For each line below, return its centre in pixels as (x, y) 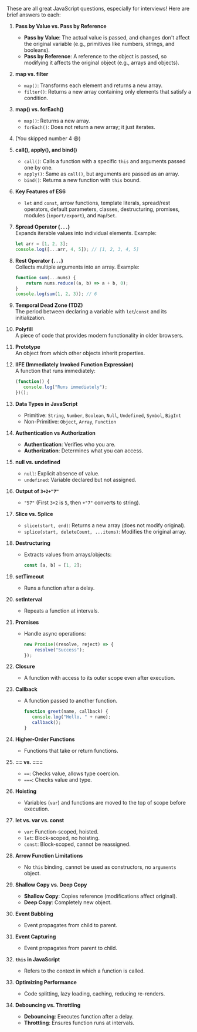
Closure (25, 666)
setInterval (29, 599)
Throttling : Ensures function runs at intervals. (79, 1023)
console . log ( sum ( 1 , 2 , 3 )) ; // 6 (56, 294)
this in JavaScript (38, 959)
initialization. (30, 318)
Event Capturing (35, 937)
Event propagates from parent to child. (71, 948)
